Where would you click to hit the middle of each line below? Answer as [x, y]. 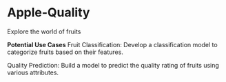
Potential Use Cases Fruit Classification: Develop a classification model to [113, 44]
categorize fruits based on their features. [65, 52]
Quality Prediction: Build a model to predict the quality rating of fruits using [113, 65]
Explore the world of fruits [44, 31]
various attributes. [33, 72]
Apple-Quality [49, 13]
